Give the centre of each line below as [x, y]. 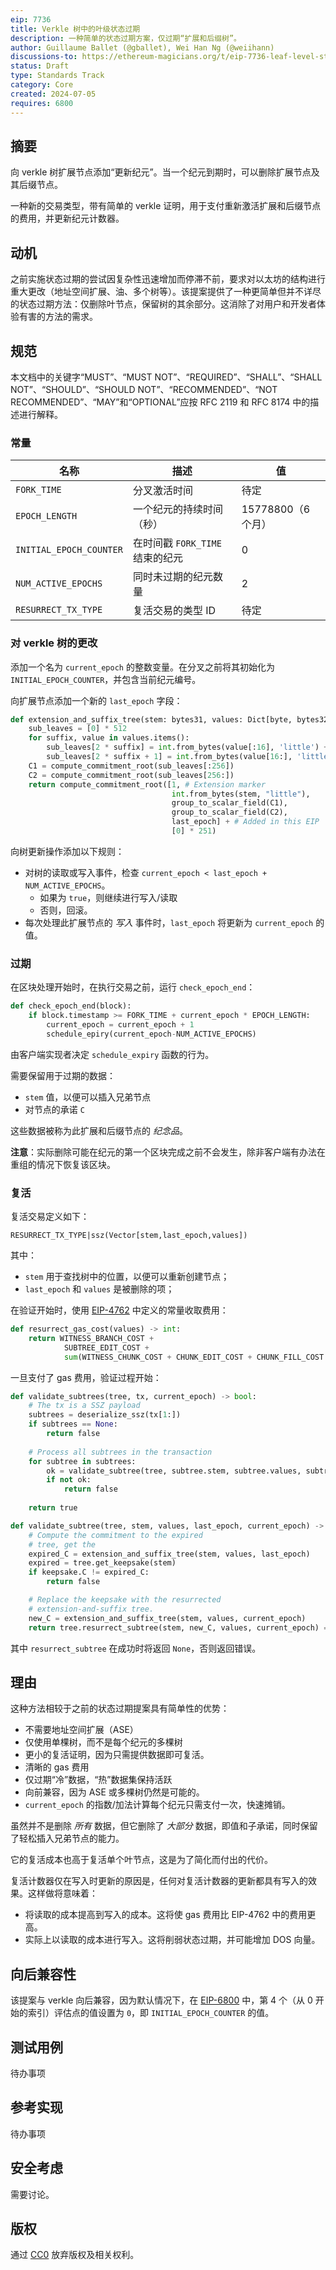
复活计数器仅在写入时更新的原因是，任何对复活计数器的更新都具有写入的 [159, 1881]
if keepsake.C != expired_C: [89, 1572]
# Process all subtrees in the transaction [120, 1452]
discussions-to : [44, 57]
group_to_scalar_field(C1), [229, 803]
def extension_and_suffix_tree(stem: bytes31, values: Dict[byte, [151, 719]
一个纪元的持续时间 [177, 509]
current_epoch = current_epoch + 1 [120, 1024]
